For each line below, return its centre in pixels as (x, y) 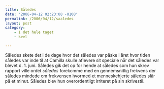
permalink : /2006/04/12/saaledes (39, 19)
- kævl (21, 37)
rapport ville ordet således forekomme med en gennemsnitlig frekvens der (81, 70)
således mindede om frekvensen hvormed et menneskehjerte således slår (80, 76)
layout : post (18, 23)
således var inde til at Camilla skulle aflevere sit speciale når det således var (82, 60)
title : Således (21, 10)
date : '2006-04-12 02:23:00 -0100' (42, 14)
